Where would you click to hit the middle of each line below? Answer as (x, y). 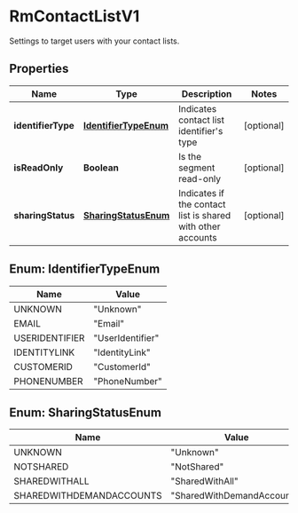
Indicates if (201, 193)
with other (200, 226)
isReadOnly (39, 168)
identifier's (201, 130)
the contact (202, 204)
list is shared (205, 215)
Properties (39, 69)
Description (207, 93)
